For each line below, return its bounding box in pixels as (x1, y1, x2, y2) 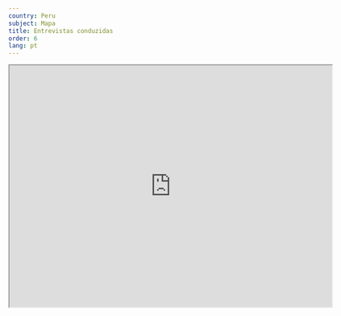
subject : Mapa (8, 19, 56, 27)
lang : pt (8, 42, 38, 50)
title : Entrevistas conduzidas (8, 27, 114, 35)
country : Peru (8, 11, 56, 20)
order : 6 (8, 34, 38, 43)
